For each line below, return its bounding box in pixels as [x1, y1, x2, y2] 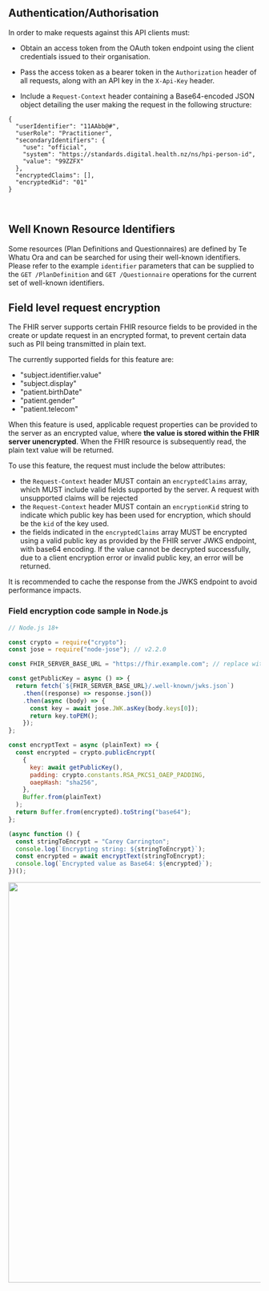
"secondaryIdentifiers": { [15, 136, 106, 144]
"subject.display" [19, 379, 78, 388]
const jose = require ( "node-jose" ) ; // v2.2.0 [8, 645, 167, 654]
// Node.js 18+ [8, 624, 59, 632]
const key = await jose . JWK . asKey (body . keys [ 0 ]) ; [29, 704, 199, 712]
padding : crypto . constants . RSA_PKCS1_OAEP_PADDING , [29, 770, 206, 779]
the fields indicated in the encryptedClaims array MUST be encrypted [19, 528, 247, 537]
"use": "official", [22, 143, 88, 151]
